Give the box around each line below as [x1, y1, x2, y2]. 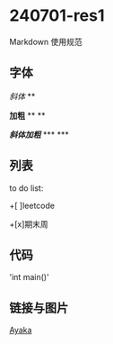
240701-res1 [9, 5, 105, 26]
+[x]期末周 [9, 218, 49, 230]
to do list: [9, 182, 44, 194]
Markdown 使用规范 [9, 36, 83, 47]
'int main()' [9, 272, 49, 283]
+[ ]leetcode [9, 200, 56, 211]
